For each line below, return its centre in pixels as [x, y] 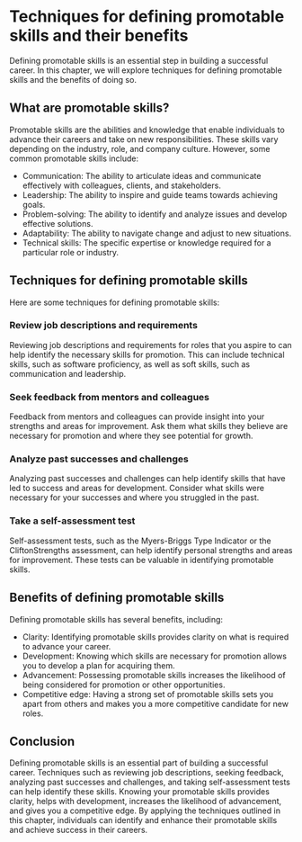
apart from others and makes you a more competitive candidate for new [155, 703]
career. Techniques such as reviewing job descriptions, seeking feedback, [147, 773]
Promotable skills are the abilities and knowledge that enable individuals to [147, 130]
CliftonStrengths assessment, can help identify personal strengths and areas [151, 550]
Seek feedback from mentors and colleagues [109, 397]
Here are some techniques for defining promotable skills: [115, 302]
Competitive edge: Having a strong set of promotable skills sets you [148, 694]
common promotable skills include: [74, 158]
